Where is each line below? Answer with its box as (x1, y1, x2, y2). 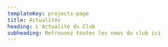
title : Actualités (7, 17, 61, 23)
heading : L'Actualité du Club (7, 23, 96, 30)
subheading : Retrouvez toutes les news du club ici (7, 29, 161, 37)
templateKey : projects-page (7, 10, 90, 17)
